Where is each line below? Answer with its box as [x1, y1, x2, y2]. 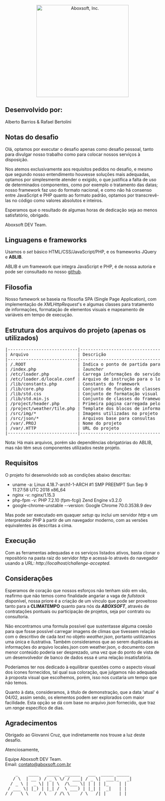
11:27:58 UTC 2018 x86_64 [12, 486, 66, 492]
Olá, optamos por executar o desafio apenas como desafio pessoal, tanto [5, 146, 154, 152]
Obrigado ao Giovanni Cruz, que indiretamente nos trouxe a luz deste [5, 732, 145, 738]
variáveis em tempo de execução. [5, 312, 74, 318]
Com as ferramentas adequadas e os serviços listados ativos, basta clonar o [5, 549, 160, 555]
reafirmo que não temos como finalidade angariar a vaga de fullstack [5, 593, 145, 599]
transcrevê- [135, 192, 159, 198]
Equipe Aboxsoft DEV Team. [5, 756, 62, 762]
